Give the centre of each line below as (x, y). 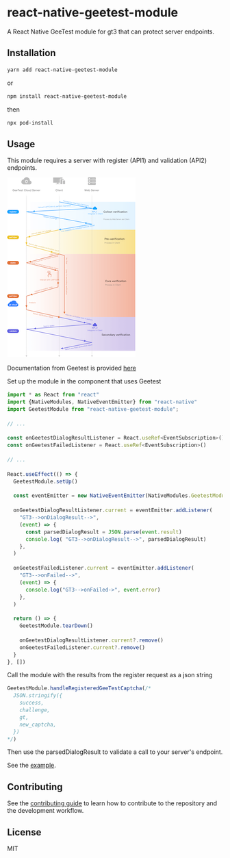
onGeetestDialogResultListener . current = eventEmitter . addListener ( (113, 510)
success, (32, 703)
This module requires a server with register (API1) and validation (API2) (107, 161)
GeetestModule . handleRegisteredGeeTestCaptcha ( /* (79, 689)
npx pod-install (30, 123)
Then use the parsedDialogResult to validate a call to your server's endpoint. (115, 752)
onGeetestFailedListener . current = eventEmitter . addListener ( (104, 568)
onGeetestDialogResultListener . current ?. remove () (92, 640)
